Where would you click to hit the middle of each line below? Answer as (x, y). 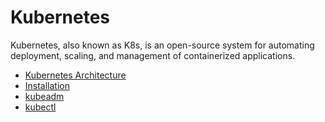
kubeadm (44, 96)
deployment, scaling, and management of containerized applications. (153, 55)
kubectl (40, 107)
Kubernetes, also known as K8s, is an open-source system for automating (162, 45)
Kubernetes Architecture (75, 75)
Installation (47, 85)
